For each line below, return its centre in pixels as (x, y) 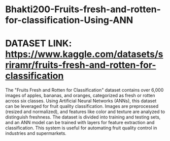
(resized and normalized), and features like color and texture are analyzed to (85, 112)
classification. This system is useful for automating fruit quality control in (81, 128)
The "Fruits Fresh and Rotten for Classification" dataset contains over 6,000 (84, 90)
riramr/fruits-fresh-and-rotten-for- (81, 65)
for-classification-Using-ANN (69, 20)
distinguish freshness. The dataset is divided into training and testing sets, (83, 117)
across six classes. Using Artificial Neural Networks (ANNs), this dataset (81, 101)
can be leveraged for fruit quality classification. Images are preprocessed (82, 106)
